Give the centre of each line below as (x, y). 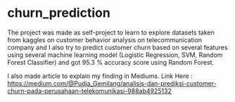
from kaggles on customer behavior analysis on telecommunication (105, 39)
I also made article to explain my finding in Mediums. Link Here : (100, 76)
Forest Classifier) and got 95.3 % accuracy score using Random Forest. (111, 62)
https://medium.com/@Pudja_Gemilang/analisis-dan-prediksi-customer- (112, 83)
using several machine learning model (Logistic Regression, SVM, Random (115, 55)
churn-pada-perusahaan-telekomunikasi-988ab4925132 (90, 91)
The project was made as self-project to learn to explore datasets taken (111, 32)
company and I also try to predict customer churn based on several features (118, 47)
